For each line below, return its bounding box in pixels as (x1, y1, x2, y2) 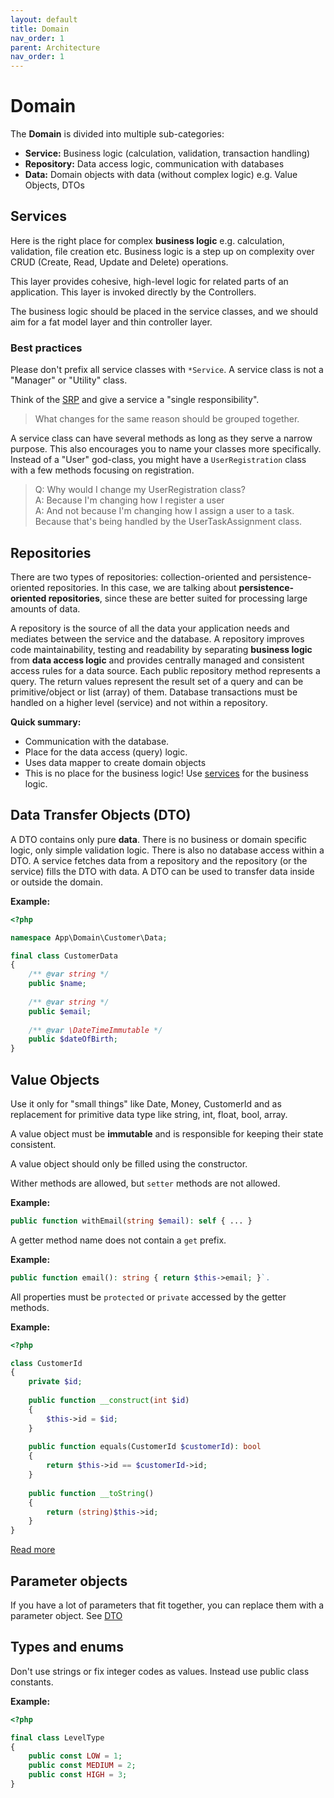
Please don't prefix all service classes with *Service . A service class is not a (10, 364, 324, 376)
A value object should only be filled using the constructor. (10, 1157, 248, 1170)
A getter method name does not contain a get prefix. (10, 1234, 227, 1246)
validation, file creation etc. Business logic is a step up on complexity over (10, 245, 315, 257)
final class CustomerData (10, 951, 118, 961)
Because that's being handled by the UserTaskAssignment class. (34, 516, 303, 528)
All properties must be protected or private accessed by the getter (10, 1291, 287, 1303)
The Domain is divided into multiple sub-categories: (10, 128, 225, 140)
